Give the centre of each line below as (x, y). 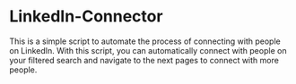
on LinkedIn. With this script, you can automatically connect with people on (148, 50)
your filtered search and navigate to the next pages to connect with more (144, 60)
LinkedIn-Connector (86, 17)
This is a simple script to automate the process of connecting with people (145, 41)
